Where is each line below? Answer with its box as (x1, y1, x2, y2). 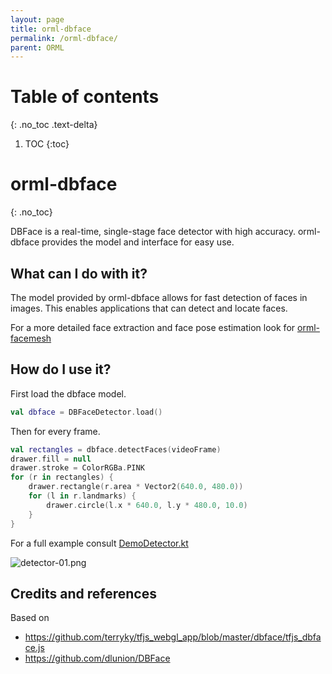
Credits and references (10, 585, 157, 602)
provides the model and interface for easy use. (41, 236, 235, 248)
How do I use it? (10, 361, 112, 378)
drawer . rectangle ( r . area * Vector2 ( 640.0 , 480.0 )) (28, 482, 244, 492)
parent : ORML (10, 42, 65, 53)
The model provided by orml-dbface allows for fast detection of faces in (10, 291, 308, 303)
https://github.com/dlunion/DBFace (24, 652, 171, 665)
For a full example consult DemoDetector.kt (10, 537, 189, 549)
